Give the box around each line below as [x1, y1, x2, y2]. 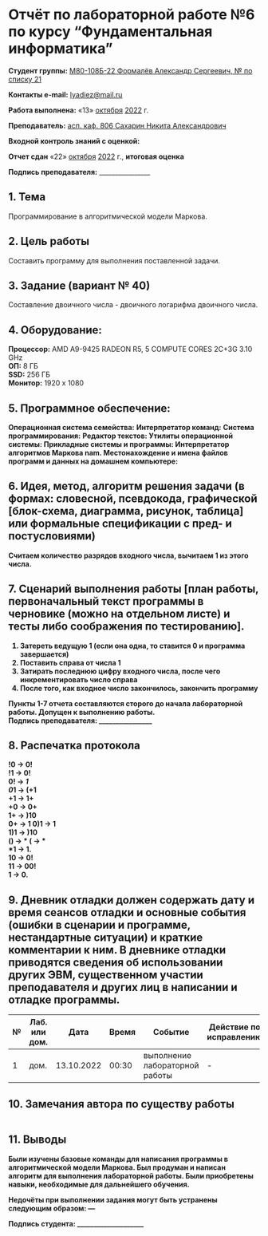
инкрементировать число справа [19, 674, 138, 684]
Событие [152, 1027, 190, 1038]
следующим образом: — [8, 1203, 96, 1213]
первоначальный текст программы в [8, 594, 204, 608]
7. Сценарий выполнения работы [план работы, [8, 582, 259, 596]
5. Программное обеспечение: [8, 401, 171, 415]
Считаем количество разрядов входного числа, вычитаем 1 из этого [8, 551, 249, 560]
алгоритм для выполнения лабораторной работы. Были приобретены [8, 1171, 254, 1180]
